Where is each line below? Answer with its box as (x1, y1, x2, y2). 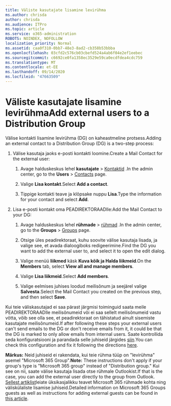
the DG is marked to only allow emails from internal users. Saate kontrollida (5, 331, 163, 337)
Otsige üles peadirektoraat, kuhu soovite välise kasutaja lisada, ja (20, 237, 158, 243)
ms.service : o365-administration (5, 31, 77, 36)
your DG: (12, 211, 32, 218)
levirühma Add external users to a (5, 107, 150, 119)
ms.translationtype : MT (5, 60, 56, 65)
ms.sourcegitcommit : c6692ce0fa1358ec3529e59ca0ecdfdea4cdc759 (5, 55, 143, 60)
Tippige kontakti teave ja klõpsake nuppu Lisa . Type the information (20, 190, 162, 197)
